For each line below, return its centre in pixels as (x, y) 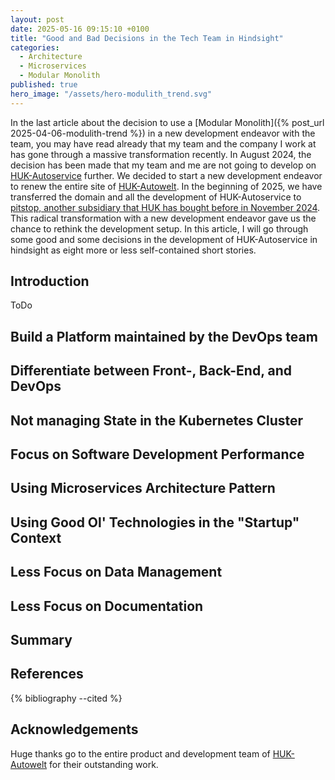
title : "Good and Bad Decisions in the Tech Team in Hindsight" (147, 38)
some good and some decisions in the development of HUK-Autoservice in (164, 239)
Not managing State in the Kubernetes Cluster (157, 420)
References (47, 674)
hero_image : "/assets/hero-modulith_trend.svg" (111, 94)
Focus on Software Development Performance (157, 454)
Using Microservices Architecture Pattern (143, 488)
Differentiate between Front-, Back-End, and (151, 371)
